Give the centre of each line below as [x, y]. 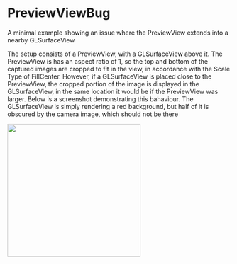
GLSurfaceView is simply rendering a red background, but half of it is [108, 106]
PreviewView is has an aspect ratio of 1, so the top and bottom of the [108, 61]
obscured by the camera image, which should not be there [93, 114]
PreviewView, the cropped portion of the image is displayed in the [104, 84]
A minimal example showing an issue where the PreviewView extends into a [118, 33]
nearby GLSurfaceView [41, 40]
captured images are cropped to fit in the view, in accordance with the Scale [119, 69]
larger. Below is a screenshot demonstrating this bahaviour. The [100, 99]
